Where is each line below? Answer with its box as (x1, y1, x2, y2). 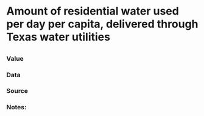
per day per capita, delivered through (6, 17, 199, 31)
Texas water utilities (6, 30, 111, 44)
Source (6, 87, 29, 95)
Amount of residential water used (6, 4, 180, 18)
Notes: (6, 103, 27, 112)
